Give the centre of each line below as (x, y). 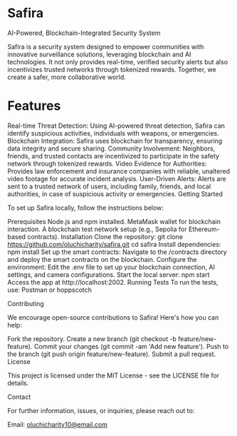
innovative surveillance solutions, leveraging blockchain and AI (99, 54)
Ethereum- (204, 229)
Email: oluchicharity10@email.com (58, 424)
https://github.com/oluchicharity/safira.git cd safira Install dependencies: (114, 244)
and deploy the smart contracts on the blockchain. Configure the (102, 259)
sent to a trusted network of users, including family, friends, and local (109, 186)
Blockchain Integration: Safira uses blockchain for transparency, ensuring (115, 141)
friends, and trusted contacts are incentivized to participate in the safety (113, 156)
